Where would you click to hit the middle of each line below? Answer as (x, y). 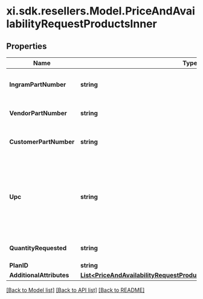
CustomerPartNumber (42, 142)
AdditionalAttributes (39, 275)
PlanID (19, 265)
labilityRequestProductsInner (82, 24)
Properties (27, 46)
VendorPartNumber (38, 113)
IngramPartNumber (38, 84)
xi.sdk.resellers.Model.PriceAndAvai (101, 11)
